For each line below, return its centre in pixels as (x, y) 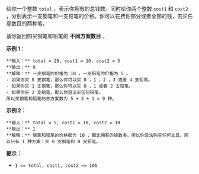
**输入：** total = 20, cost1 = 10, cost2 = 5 (63, 61)
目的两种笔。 (32, 23)
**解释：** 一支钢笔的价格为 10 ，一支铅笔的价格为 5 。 (68, 73)
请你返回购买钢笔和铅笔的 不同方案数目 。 (57, 36)
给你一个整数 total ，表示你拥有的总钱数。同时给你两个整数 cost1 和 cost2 (97, 9)
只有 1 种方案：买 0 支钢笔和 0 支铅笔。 (55, 141)
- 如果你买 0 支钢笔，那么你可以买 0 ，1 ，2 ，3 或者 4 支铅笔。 (79, 80)
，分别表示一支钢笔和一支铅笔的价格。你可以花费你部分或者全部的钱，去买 (97, 16)
